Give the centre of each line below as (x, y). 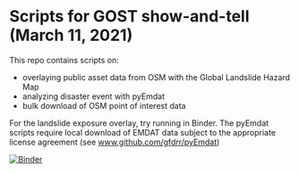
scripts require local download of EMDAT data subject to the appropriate (142, 132)
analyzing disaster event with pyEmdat (94, 96)
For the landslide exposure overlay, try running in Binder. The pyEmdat (139, 123)
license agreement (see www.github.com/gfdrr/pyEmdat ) (115, 142)
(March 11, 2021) (71, 35)
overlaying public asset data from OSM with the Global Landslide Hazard (156, 77)
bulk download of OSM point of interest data (104, 105)
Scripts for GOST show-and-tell (129, 16)
